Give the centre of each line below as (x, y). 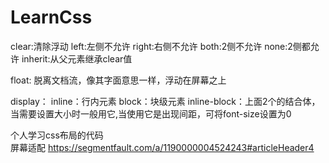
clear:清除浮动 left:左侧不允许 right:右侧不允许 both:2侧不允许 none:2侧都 (160, 46)
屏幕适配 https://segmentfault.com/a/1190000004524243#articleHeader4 (162, 147)
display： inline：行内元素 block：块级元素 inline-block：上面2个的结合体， (165, 101)
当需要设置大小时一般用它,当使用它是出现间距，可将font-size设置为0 (151, 113)
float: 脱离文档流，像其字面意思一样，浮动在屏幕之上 (118, 80)
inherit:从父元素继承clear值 (77, 58)
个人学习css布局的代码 (57, 135)
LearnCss (51, 17)
